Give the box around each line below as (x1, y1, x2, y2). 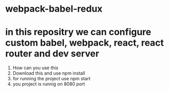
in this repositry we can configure (5, 26, 152, 38)
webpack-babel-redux (5, 3, 103, 15)
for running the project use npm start (12, 76, 91, 82)
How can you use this (12, 65, 59, 71)
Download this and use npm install (12, 70, 85, 76)
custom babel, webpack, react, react (5, 37, 164, 49)
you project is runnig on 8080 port (12, 81, 85, 87)
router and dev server (5, 48, 100, 59)
